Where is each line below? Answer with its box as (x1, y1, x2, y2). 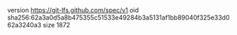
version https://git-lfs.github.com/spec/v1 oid (7, 6, 139, 14)
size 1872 (42, 21, 71, 29)
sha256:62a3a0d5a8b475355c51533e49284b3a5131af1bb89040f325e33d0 (7, 13, 230, 22)
